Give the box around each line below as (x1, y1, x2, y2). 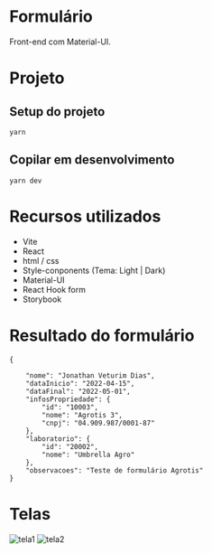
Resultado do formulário (9, 325, 195, 345)
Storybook (22, 294, 62, 305)
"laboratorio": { (25, 434, 91, 444)
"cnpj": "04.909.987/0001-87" (41, 418, 155, 427)
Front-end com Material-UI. (9, 36, 111, 47)
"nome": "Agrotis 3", (41, 410, 124, 419)
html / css (22, 255, 60, 266)
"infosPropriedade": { (25, 395, 111, 404)
